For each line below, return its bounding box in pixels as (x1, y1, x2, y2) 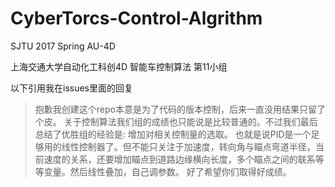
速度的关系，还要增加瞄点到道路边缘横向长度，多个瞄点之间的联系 (43, 153, 316, 165)
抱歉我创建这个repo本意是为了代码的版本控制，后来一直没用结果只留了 (34, 103, 326, 115)
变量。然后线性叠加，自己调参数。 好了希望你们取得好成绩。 (43, 165, 292, 177)
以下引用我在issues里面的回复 (10, 82, 133, 94)
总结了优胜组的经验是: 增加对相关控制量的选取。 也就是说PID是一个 (34, 128, 312, 140)
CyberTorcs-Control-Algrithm (10, 7, 263, 30)
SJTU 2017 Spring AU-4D (10, 40, 116, 52)
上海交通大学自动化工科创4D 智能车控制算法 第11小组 (10, 60, 228, 72)
